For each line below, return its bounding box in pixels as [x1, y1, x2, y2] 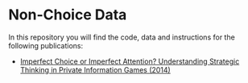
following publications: [8, 40, 83, 50]
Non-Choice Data [8, 6, 127, 24]
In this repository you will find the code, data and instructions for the [8, 32, 235, 42]
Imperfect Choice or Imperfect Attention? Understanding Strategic [19, 56, 240, 66]
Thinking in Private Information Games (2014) [19, 64, 171, 74]
